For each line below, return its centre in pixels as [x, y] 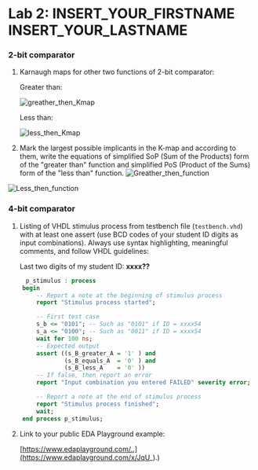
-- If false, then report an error [94, 375]
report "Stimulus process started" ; [96, 303]
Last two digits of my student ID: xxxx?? [85, 266]
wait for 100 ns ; [64, 339]
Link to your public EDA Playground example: [92, 434]
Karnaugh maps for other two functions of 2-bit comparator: [117, 72]
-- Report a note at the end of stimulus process [119, 397]
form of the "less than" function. [71, 173]
